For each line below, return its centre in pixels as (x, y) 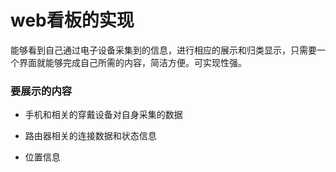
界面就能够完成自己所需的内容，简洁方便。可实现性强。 (132, 62)
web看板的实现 (72, 20)
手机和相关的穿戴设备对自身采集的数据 (103, 115)
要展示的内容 (41, 91)
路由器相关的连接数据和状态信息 (90, 136)
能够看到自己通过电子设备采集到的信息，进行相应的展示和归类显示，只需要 (163, 50)
